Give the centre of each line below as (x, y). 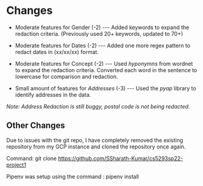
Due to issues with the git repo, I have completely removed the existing (95, 140)
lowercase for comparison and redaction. (66, 76)
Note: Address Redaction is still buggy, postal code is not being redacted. (98, 106)
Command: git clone (32, 158)
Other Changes (36, 126)
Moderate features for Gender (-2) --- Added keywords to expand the (102, 27)
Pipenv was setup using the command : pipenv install (73, 176)
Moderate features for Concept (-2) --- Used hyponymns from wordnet (104, 64)
